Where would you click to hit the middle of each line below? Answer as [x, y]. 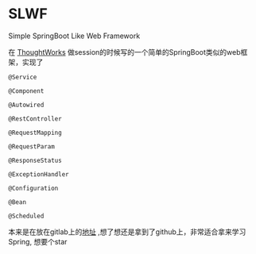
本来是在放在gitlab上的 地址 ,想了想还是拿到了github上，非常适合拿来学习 [127, 232]
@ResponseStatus [35, 160]
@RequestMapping [35, 133]
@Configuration [33, 188]
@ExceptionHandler [39, 174]
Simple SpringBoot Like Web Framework [74, 36]
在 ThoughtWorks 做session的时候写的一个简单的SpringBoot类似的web [124, 52]
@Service [23, 77]
